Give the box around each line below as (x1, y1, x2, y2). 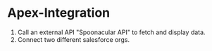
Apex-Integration (7, 5, 111, 21)
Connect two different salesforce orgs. (17, 35, 130, 43)
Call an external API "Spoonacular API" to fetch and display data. (17, 28, 206, 36)
